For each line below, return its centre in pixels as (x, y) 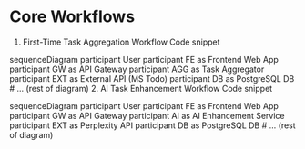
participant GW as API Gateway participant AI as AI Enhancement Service (147, 115)
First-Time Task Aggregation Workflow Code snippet (121, 42)
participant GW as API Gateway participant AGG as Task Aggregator (137, 69)
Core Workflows (72, 17)
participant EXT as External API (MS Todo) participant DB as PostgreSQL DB (152, 78)
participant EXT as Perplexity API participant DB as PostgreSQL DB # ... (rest (152, 125)
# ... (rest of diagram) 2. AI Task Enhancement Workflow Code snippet (141, 88)
